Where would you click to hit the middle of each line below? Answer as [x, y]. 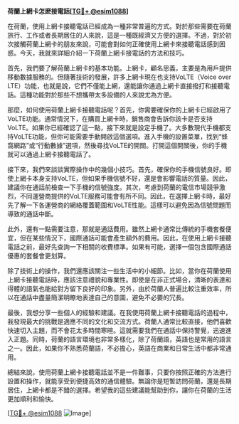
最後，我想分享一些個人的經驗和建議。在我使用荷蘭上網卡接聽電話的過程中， [119, 313]
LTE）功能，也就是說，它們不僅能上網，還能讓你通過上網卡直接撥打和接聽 [116, 86]
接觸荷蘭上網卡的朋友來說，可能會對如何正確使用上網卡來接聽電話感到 [116, 44]
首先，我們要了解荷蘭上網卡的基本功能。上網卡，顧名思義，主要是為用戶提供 [119, 68]
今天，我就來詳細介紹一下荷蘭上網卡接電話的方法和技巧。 [104, 53]
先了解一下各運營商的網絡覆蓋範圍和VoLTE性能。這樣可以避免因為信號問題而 [119, 205]
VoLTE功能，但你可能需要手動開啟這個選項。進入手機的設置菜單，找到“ [117, 137]
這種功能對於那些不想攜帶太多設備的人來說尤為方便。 [97, 95]
